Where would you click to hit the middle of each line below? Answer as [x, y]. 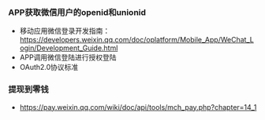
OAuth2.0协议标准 [49, 67]
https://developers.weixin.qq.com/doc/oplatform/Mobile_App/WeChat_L [136, 40]
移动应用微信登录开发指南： [65, 31]
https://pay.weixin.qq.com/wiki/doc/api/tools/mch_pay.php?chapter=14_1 [138, 107]
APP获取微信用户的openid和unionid [77, 12]
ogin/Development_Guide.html [69, 48]
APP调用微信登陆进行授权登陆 [68, 57]
